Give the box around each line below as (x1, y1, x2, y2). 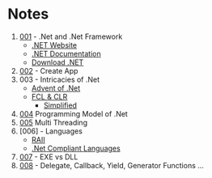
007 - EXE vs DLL (19, 151, 78, 162)
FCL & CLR (31, 91, 68, 101)
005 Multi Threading (19, 117, 88, 127)
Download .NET (31, 57, 84, 67)
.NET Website (31, 40, 78, 49)
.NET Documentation (31, 49, 102, 58)
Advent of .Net (31, 83, 81, 93)
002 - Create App (19, 66, 78, 75)
